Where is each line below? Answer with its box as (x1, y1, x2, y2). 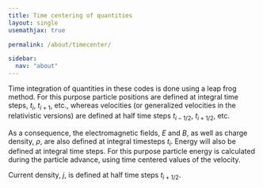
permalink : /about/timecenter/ (8, 40, 112, 48)
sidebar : (8, 55, 37, 63)
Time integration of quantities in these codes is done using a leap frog (8, 84, 237, 93)
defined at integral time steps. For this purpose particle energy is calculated (8, 147, 256, 156)
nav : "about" (15, 62, 59, 70)
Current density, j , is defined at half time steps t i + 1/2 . (8, 171, 181, 182)
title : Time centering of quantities (8, 11, 133, 20)
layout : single (8, 19, 59, 27)
